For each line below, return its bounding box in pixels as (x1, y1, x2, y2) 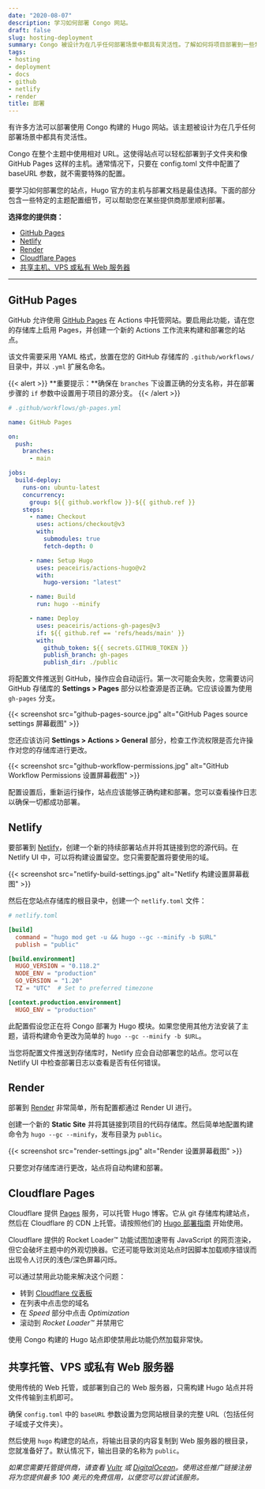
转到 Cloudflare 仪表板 (19, 1288, 93, 1298)
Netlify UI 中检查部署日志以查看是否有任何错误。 (8, 1058, 166, 1067)
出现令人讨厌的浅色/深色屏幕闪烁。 (8, 1255, 122, 1265)
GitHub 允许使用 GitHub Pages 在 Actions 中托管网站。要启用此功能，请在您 (8, 315, 255, 325)
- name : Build (28, 593, 77, 601)
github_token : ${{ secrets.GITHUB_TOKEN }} (43, 644, 189, 652)
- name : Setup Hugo (28, 556, 93, 565)
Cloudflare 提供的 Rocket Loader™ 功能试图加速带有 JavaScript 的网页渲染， (8, 1235, 256, 1245)
